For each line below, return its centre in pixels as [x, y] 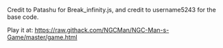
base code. [23, 17]
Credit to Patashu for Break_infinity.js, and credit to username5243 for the [111, 10]
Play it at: [20, 30]
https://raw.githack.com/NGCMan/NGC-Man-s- [102, 30]
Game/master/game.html [42, 37]
